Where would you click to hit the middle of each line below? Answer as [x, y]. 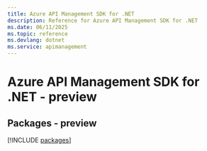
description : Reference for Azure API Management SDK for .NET [103, 21]
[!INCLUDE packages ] [39, 140]
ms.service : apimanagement [47, 47]
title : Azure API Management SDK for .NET [71, 14]
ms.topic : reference [38, 34]
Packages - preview [52, 123]
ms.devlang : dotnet [36, 40]
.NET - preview [52, 97]
